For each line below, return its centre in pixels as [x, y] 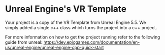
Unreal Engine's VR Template [66, 9]
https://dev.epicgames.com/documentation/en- [92, 42]
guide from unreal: [24, 42]
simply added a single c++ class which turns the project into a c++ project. [81, 27]
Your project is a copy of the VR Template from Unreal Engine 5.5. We [76, 22]
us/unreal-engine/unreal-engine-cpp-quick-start [55, 47]
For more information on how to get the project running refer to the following [82, 37]
